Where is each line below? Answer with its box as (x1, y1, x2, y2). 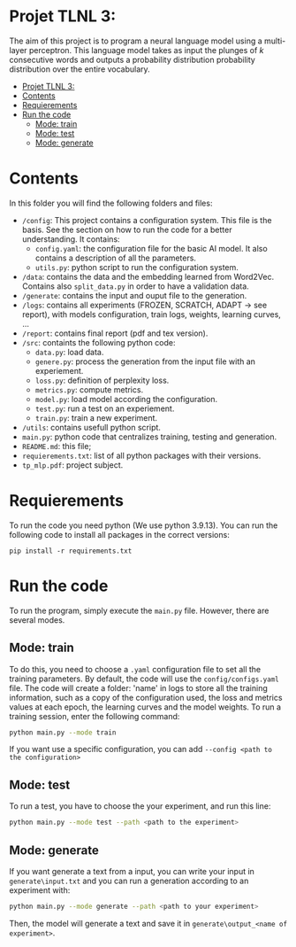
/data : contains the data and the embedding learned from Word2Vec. (21, 271, 275, 282)
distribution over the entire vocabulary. (9, 64, 150, 74)
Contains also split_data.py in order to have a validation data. (21, 281, 249, 291)
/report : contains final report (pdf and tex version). (21, 328, 209, 338)
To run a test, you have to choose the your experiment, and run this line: (9, 801, 271, 811)
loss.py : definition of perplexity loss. (34, 375, 170, 385)
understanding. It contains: (21, 233, 121, 245)
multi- (263, 35, 286, 46)
